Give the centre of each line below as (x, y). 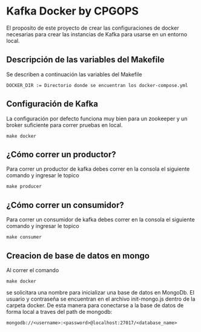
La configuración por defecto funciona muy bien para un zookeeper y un (97, 119)
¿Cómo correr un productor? (61, 155)
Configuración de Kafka (52, 104)
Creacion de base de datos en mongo (78, 256)
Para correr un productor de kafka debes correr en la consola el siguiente (98, 169)
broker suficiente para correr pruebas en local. (64, 125)
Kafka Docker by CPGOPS (73, 11)
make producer (24, 187)
